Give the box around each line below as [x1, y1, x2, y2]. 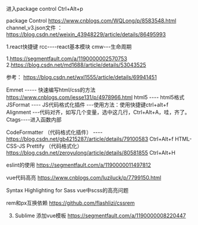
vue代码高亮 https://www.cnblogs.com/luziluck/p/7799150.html [6, 174, 162, 181]
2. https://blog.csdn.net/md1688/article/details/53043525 [6, 61, 146, 68]
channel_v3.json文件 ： [6, 24, 63, 31]
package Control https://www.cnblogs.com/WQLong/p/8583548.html [6, 17, 177, 24]
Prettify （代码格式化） [26, 142, 83, 149]
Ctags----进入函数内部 [6, 116, 62, 123]
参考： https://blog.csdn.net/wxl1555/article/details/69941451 [6, 74, 157, 80]
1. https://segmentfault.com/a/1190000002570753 [6, 55, 128, 62]
